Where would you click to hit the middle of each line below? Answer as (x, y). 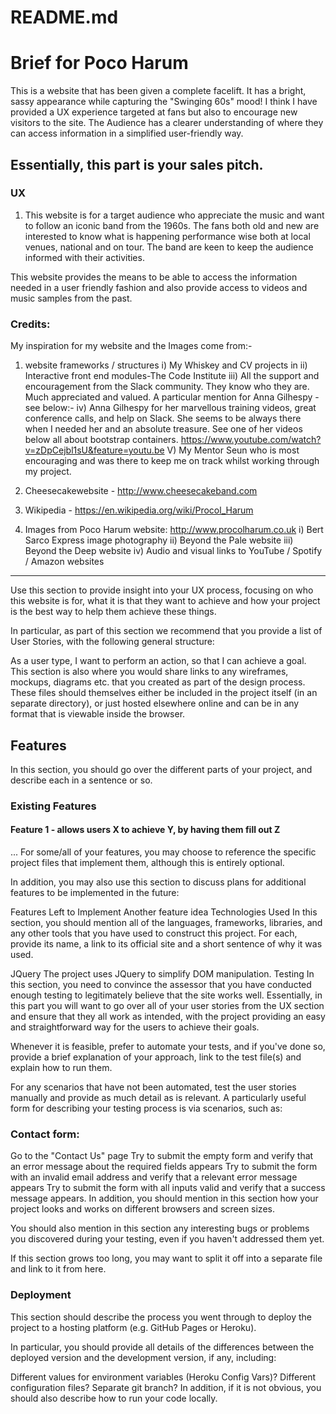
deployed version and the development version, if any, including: (143, 1357)
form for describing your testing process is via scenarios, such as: (146, 1108)
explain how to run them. (61, 1068)
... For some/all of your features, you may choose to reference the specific (163, 852)
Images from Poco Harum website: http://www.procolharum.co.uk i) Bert (174, 530)
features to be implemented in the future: (95, 893)
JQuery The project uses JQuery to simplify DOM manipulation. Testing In (162, 974)
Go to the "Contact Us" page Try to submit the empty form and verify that (162, 1156)
